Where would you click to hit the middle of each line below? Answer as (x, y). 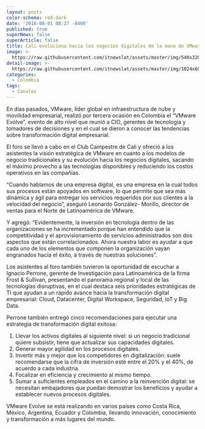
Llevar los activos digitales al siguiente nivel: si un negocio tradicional (103, 335)
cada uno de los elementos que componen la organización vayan (88, 248)
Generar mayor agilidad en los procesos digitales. (77, 348)
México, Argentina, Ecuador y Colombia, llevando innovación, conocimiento (101, 413)
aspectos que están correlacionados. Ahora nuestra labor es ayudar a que (100, 241)
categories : (21, 75)
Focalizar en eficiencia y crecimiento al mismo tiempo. (84, 375)
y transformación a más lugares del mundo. (61, 419)
